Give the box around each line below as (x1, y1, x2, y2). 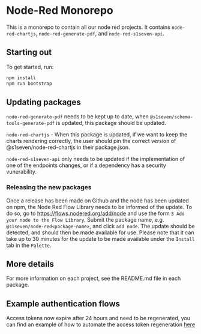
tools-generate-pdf (6, 121, 55, 127)
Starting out (6, 47, 52, 58)
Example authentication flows (6, 299, 121, 309)
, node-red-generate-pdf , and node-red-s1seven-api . (35, 29, 164, 37)
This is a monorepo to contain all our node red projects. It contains (6, 23, 171, 31)
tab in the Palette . (6, 241, 52, 249)
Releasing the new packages (6, 183, 92, 192)
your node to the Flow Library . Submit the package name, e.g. (6, 216, 164, 223)
